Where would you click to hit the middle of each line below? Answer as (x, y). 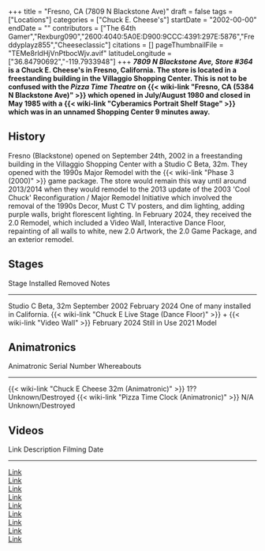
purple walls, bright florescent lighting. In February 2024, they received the (130, 214)
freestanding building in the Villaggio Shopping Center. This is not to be (127, 78)
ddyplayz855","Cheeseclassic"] (60, 45)
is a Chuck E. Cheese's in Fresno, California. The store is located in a (122, 70)
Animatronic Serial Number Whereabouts (75, 367)
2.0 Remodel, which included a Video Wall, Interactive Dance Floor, (117, 222)
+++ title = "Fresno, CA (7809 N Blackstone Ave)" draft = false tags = (121, 11)
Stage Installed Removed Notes (59, 283)
